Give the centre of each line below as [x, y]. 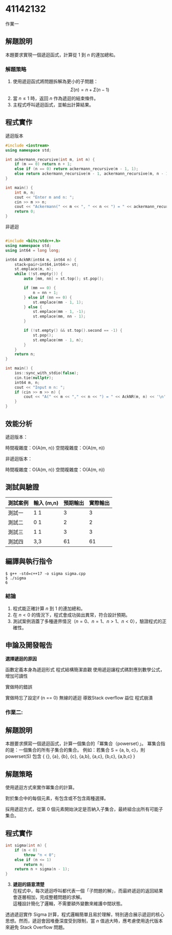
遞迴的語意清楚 [28, 884]
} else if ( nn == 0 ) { [48, 297]
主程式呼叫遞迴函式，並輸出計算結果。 [53, 105]
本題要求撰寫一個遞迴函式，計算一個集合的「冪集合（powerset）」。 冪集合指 [85, 743]
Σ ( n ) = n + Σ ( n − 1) [90, 90]
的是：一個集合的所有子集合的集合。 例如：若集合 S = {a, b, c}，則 [75, 750]
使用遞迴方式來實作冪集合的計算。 [41, 788]
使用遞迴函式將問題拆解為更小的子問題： [55, 81]
